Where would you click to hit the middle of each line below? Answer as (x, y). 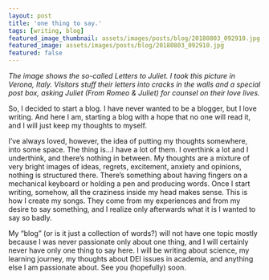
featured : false (35, 53)
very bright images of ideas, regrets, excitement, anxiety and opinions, (125, 166)
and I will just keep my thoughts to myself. (77, 126)
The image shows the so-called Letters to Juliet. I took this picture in (122, 76)
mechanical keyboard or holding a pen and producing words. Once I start (129, 184)
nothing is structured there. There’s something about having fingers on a (128, 175)
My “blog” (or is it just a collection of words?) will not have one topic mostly (133, 233)
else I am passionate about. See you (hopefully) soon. (97, 267)
